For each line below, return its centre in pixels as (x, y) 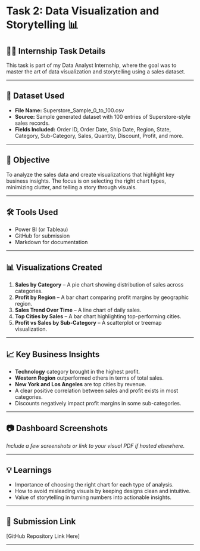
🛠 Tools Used (32, 212)
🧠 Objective (28, 160)
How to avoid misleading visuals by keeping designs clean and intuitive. (103, 491)
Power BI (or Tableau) (41, 230)
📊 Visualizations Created (54, 267)
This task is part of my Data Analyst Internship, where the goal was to (91, 65)
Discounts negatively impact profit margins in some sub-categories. (98, 404)
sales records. (32, 123)
